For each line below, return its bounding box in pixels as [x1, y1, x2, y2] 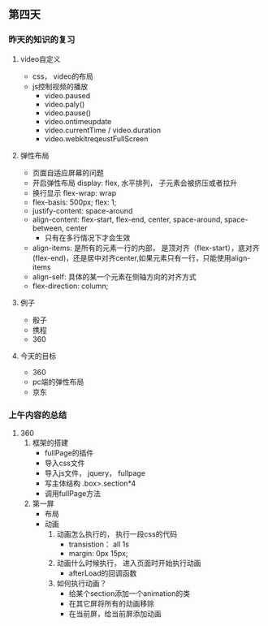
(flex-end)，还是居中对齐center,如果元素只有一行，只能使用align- [32, 253, 251, 262]
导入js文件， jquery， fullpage [44, 468, 146, 477]
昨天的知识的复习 [8, 34, 76, 45]
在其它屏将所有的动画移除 [68, 598, 154, 608]
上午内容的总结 [8, 409, 67, 421]
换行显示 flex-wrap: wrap [32, 188, 117, 197]
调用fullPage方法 [44, 488, 102, 498]
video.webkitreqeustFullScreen [44, 133, 149, 144]
